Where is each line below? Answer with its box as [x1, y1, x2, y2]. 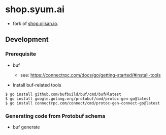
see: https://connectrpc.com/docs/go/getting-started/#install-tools [20, 72, 161, 78]
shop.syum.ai [5, 4, 65, 15]
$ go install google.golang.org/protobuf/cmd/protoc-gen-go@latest [5, 96, 151, 101]
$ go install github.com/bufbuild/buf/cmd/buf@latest [5, 92, 122, 97]
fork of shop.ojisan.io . [12, 20, 58, 26]
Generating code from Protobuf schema [5, 112, 106, 119]
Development [5, 35, 49, 44]
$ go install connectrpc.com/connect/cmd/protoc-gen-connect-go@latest [5, 100, 160, 105]
